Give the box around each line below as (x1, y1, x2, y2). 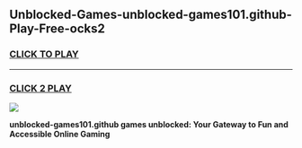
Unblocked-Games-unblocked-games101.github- (9, 7, 292, 22)
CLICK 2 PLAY (9, 82, 72, 94)
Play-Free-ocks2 (9, 22, 105, 37)
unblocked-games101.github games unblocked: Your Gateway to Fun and (9, 118, 289, 129)
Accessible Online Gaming (9, 128, 111, 139)
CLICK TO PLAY (9, 48, 79, 61)
